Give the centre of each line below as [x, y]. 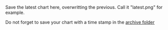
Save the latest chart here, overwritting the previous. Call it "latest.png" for [84, 7]
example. [15, 12]
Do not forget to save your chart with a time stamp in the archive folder [80, 22]
